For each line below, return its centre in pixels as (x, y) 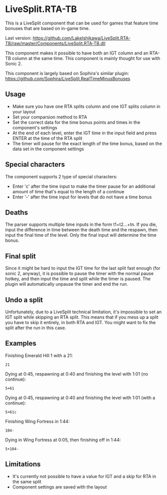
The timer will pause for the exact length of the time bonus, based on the (87, 143)
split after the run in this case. (36, 328)
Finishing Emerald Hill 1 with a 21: (39, 355)
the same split (27, 482)
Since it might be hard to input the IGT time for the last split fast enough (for (83, 268)
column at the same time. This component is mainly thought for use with (86, 58)
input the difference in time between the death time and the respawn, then (82, 230)
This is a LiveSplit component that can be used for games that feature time (82, 23)
